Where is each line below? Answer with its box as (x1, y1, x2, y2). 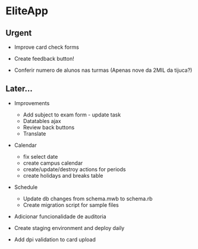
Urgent (5, 28, 32, 38)
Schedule (14, 183, 38, 191)
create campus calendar (23, 159, 83, 166)
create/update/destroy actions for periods (23, 165, 126, 173)
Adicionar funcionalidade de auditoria (14, 213, 106, 220)
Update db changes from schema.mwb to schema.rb (23, 195, 153, 202)
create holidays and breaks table (23, 172, 103, 179)
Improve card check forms (14, 43, 80, 51)
